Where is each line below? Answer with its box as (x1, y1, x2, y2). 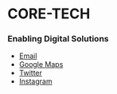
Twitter (18, 69, 43, 78)
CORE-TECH (7, 5, 91, 23)
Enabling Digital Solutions (7, 33, 109, 45)
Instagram (18, 76, 53, 86)
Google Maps (18, 60, 64, 69)
